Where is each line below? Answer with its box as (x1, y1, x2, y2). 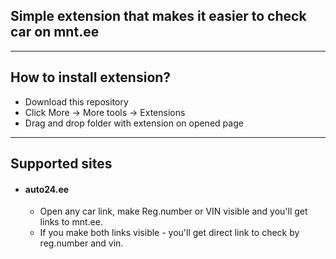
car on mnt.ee (10, 24, 100, 41)
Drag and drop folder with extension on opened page (24, 117, 244, 129)
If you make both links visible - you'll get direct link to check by (39, 227, 300, 239)
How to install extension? (10, 69, 172, 86)
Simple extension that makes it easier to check (10, 8, 307, 25)
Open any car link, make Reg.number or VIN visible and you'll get (39, 205, 308, 218)
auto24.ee (24, 183, 70, 195)
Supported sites (10, 155, 113, 173)
